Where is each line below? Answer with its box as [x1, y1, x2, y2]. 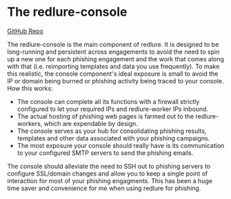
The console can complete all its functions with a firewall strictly [17, 97, 200, 105]
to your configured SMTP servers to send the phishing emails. [17, 149, 194, 157]
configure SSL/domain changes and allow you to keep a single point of [7, 169, 208, 178]
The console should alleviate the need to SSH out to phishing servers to [7, 162, 211, 170]
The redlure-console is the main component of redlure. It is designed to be [7, 40, 219, 48]
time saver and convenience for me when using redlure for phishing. [7, 184, 201, 192]
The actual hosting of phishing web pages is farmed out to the [17, 112, 194, 121]
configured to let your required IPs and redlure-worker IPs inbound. [17, 105, 209, 113]
